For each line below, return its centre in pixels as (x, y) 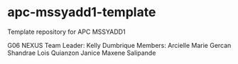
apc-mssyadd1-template (82, 12)
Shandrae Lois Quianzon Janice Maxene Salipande (82, 53)
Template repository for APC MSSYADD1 (66, 32)
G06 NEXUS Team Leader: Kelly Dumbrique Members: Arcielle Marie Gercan (119, 45)
